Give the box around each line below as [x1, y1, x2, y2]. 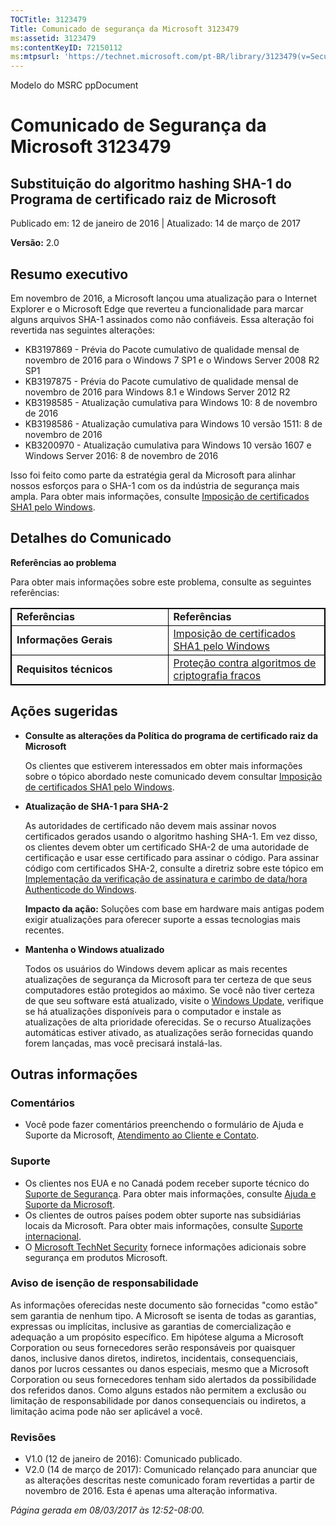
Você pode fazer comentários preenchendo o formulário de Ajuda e [24, 1119, 304, 1131]
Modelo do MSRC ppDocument [10, 79, 139, 91]
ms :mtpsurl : [10, 52, 60, 62]
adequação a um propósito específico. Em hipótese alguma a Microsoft [10, 1331, 304, 1343]
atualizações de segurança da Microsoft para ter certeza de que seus [24, 973, 312, 985]
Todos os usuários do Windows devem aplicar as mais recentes [24, 962, 288, 975]
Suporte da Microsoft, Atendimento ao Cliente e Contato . [24, 1129, 260, 1141]
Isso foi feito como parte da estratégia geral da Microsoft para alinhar [10, 469, 297, 481]
